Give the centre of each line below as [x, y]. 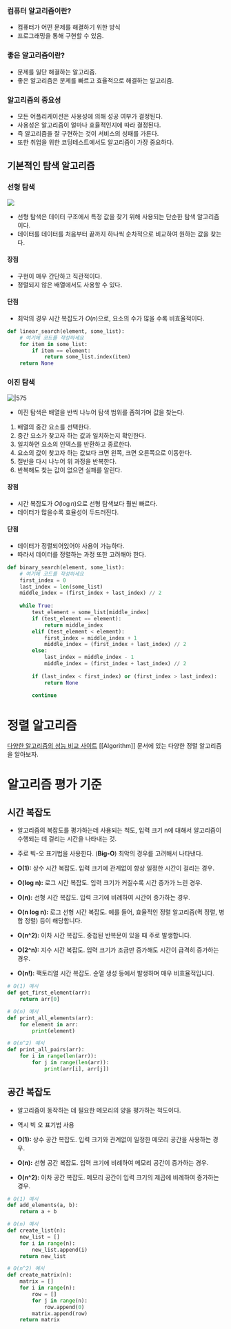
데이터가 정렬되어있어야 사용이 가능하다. [71, 545]
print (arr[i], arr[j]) [77, 1069]
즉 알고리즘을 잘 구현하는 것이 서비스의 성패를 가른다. [88, 133]
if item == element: [61, 351]
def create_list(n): [37, 1231]
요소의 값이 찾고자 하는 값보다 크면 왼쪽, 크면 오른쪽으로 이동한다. [104, 452]
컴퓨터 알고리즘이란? [39, 10]
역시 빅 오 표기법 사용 [46, 1124]
